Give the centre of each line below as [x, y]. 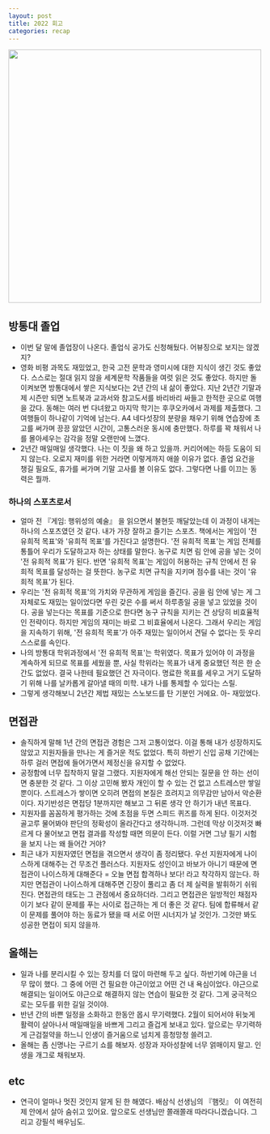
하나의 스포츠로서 [40, 502]
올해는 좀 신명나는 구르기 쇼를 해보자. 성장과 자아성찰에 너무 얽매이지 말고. [136, 1045]
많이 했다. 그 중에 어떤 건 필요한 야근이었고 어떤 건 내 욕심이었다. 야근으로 [144, 984]
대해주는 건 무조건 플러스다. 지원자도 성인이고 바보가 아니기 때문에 [145, 864]
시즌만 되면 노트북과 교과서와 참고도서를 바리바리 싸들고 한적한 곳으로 [138, 398]
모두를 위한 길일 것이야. [72, 1004]
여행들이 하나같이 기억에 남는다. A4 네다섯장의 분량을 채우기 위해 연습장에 [136, 418]
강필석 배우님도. [60, 1121]
